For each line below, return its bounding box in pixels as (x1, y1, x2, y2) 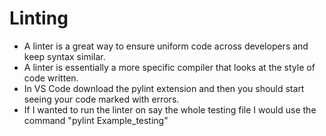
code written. (23, 72, 79, 84)
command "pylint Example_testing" (23, 114, 169, 126)
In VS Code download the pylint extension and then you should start (23, 82, 305, 94)
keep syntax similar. (23, 50, 106, 62)
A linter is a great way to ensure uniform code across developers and (23, 40, 309, 52)
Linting (9, 7, 69, 30)
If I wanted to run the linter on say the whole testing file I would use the (23, 103, 317, 116)
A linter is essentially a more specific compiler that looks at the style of (23, 61, 316, 73)
